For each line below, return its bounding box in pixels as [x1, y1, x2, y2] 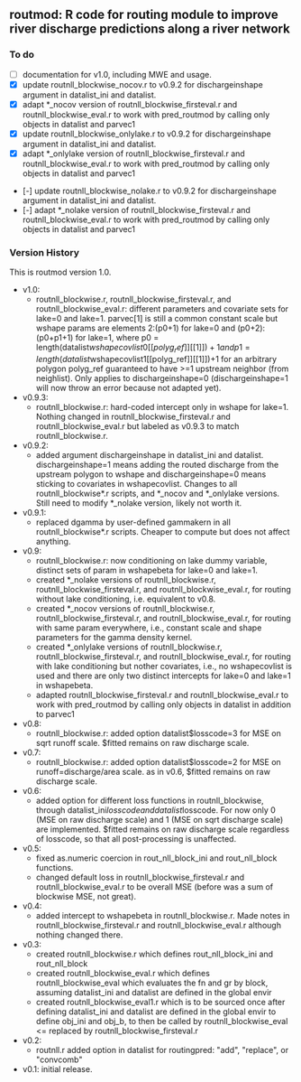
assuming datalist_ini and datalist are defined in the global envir [35, 987, 272, 998]
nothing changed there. [35, 929, 123, 940]
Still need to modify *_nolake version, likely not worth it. [35, 498, 242, 508]
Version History [9, 246, 79, 258]
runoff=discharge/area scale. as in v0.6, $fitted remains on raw [35, 767, 270, 778]
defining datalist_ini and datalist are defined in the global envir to [35, 1006, 277, 1017]
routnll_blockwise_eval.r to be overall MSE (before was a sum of [35, 881, 273, 892]
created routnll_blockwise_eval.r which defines [35, 968, 210, 979]
